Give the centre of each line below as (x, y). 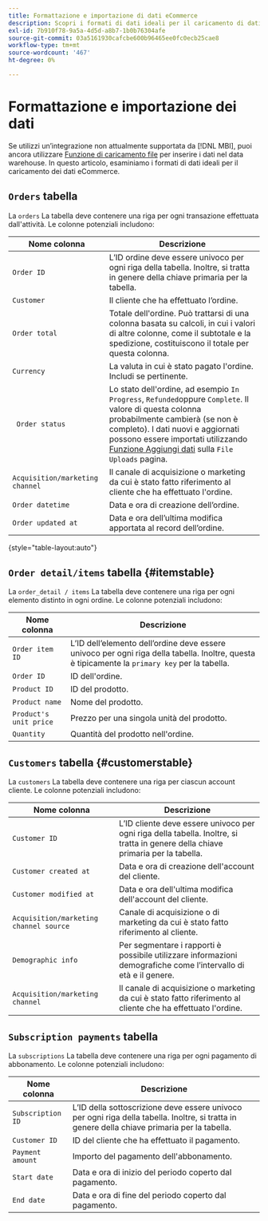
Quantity (29, 734)
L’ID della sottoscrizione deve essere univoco (157, 1108)
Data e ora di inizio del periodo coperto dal (152, 1172)
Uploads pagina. (138, 458)
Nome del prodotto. (107, 702)
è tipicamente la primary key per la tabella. (150, 664)
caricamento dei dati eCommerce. (64, 171)
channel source (41, 926)
